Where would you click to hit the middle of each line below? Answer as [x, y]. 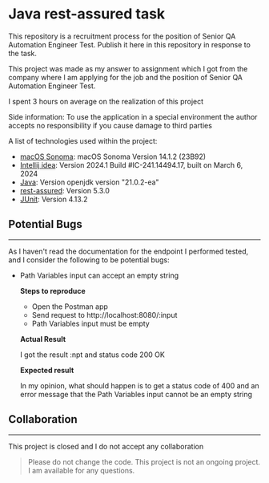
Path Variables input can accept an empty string [99, 275]
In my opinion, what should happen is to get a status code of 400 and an [139, 385]
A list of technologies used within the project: [83, 140]
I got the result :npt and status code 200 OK [92, 355]
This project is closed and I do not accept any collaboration [106, 446]
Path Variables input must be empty [90, 323]
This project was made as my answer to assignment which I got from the [128, 68]
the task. [23, 53]
